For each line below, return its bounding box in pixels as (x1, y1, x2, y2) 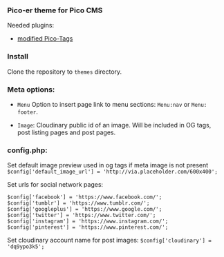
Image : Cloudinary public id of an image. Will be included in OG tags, (17, 121, 212, 129)
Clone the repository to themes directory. (7, 68, 122, 76)
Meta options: (7, 85, 55, 94)
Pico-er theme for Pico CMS (7, 6, 103, 15)
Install (7, 52, 29, 61)
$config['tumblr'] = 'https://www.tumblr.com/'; (7, 200, 150, 207)
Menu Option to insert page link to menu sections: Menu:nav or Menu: (17, 100, 207, 108)
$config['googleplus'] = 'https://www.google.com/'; (7, 206, 162, 213)
